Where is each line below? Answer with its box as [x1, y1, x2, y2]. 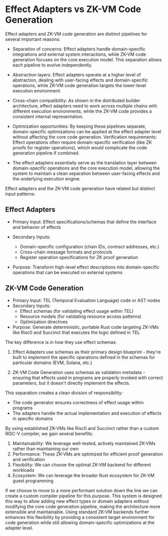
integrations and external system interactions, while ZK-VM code [12, 51, 146, 57]
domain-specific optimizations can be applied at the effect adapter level [12, 128, 161, 134]
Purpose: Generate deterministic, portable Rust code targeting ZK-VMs [12, 324, 159, 330]
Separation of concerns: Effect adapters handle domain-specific [12, 46, 145, 52]
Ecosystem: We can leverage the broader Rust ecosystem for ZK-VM [12, 472, 154, 478]
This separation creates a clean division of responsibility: [5, 390, 123, 396]
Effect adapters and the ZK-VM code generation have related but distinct [5, 185, 155, 192]
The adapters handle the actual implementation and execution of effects [12, 410, 162, 416]
